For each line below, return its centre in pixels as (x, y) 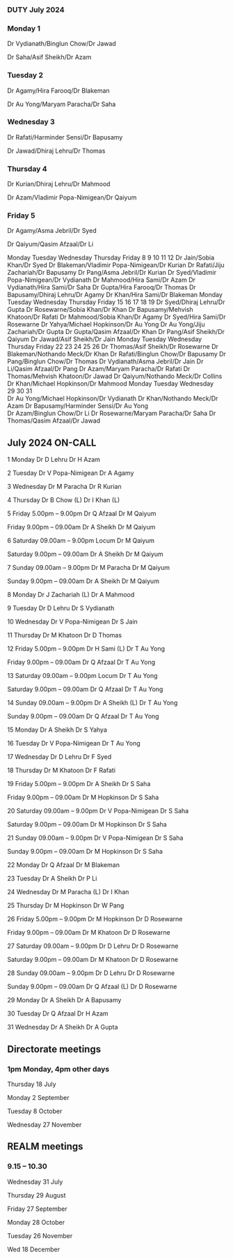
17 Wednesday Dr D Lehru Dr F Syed (59, 757)
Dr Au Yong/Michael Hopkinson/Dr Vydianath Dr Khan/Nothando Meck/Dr (113, 398)
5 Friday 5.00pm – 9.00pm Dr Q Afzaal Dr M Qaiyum (82, 513)
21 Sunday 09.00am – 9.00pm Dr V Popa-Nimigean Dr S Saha (95, 838)
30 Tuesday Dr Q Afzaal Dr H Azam (58, 1013)
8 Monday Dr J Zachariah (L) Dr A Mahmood (71, 595)
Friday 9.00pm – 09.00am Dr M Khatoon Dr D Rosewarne (89, 933)
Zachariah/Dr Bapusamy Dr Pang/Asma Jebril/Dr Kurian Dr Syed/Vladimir (112, 273)
